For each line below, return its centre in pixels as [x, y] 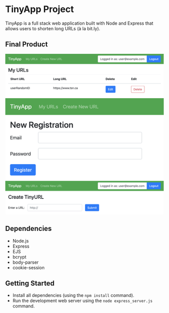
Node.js [21, 241]
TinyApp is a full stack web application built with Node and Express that [79, 23]
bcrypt [19, 257]
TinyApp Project [40, 9]
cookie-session [28, 267]
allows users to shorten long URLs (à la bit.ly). [53, 28]
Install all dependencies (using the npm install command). [73, 295]
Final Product [26, 45]
